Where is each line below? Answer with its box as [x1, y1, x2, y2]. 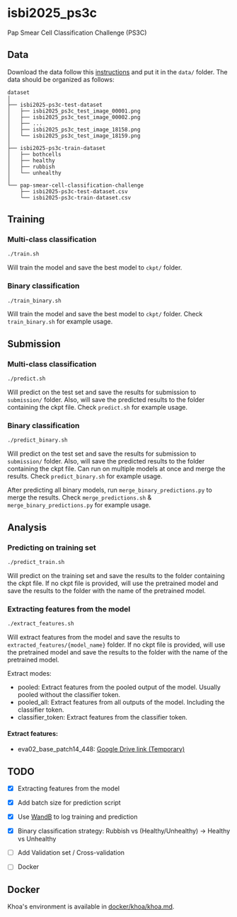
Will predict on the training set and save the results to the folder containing [7, 571, 225, 579]
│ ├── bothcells [7, 151, 62, 158]
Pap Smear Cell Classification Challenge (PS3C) [7, 28, 147, 37]
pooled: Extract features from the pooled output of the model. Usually [17, 683, 221, 691]
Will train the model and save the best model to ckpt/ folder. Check [7, 310, 203, 318]
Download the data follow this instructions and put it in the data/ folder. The [7, 67, 228, 76]
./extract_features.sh [7, 621, 74, 628]
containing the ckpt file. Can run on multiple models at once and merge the [7, 465, 226, 473]
